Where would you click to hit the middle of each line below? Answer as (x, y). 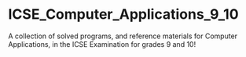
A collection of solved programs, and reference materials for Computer (123, 36)
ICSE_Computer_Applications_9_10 (123, 14)
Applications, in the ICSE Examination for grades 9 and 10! (102, 44)
